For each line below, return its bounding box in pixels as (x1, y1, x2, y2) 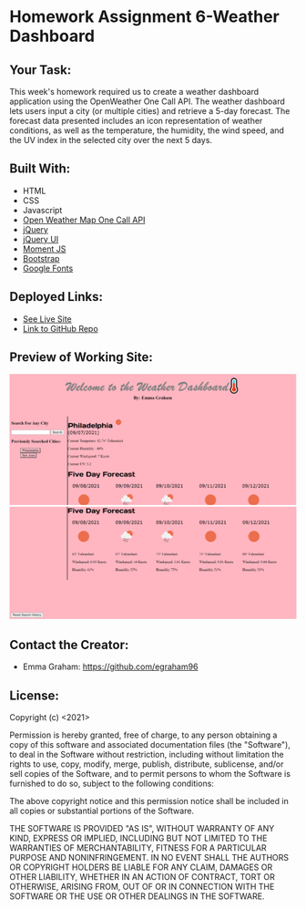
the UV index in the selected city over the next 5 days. (9, 135, 212, 145)
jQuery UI (22, 233, 59, 244)
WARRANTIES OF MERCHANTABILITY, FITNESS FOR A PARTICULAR (9, 842, 267, 853)
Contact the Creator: (9, 636, 129, 653)
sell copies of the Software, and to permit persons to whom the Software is (9, 769, 291, 779)
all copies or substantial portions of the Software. (9, 805, 194, 816)
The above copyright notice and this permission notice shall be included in (9, 796, 289, 806)
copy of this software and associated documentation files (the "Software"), (9, 739, 291, 749)
